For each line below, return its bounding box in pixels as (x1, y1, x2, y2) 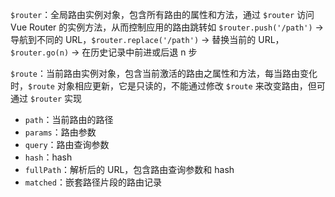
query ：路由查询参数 (24, 139, 110, 150)
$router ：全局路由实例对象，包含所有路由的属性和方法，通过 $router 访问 (10, 9, 315, 20)
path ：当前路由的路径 (24, 114, 114, 125)
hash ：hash (24, 151, 73, 163)
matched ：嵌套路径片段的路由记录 (24, 176, 162, 188)
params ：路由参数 (24, 126, 97, 138)
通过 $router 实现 (10, 93, 82, 104)
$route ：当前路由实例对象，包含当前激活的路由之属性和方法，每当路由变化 (10, 68, 318, 79)
